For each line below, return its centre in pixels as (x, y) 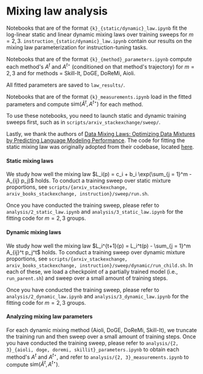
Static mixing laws (30, 161)
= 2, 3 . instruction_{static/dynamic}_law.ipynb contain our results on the (99, 41)
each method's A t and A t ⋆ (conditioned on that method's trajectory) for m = (101, 66)
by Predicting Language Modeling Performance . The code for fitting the (96, 140)
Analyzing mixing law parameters (49, 316)
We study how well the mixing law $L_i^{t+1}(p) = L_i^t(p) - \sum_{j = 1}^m (98, 246)
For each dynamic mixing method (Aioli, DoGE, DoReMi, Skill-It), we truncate (101, 330)
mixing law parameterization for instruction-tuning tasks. (77, 47)
